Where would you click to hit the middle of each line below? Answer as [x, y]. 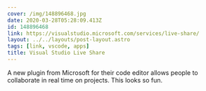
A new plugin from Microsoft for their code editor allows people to [103, 72]
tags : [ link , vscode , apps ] [49, 46]
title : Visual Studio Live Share [56, 53]
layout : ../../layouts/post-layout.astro [69, 40]
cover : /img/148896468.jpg [47, 14]
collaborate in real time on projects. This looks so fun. [85, 80]
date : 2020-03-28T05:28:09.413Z [54, 20]
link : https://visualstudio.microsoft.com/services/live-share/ [103, 33]
